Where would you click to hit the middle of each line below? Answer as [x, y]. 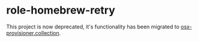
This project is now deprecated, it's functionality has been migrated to [93, 27]
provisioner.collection [33, 33]
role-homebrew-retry [61, 10]
